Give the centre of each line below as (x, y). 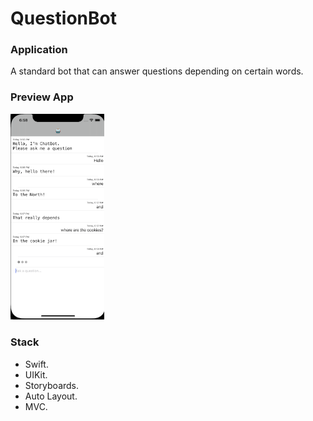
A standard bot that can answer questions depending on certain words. (157, 71)
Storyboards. (52, 385)
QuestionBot (63, 18)
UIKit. (36, 374)
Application (39, 50)
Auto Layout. (51, 396)
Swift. (36, 364)
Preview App (42, 97)
